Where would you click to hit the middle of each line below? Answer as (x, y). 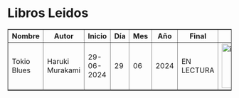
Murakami (64, 70)
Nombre (26, 36)
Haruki (58, 61)
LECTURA (198, 70)
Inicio (97, 36)
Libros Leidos (48, 13)
